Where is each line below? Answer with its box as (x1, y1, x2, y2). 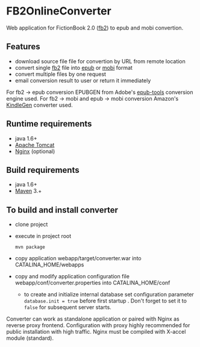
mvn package (14, 244, 45, 251)
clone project (14, 221, 48, 228)
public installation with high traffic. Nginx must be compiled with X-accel (6, 328, 186, 336)
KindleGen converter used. (6, 101, 73, 108)
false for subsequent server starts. (23, 304, 111, 311)
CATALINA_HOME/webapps (14, 261, 84, 269)
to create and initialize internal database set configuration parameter (23, 291, 195, 298)
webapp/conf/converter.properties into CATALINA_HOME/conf (14, 279, 170, 287)
